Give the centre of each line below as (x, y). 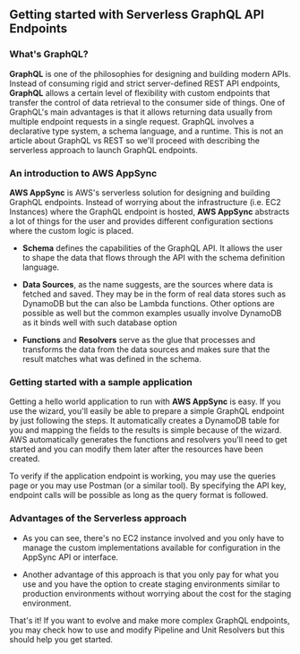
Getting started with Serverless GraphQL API (137, 15)
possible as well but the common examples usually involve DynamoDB (152, 313)
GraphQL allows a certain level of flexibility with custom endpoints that (140, 92)
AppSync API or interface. (70, 557)
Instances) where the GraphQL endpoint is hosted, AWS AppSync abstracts (150, 211)
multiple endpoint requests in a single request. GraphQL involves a (132, 121)
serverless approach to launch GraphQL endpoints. (104, 150)
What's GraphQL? (49, 55)
